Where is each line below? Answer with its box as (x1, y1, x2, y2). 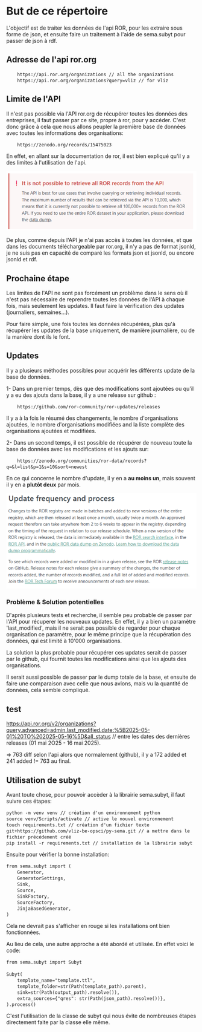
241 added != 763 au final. (6, 757, 71, 765)
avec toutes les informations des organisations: (6, 129, 124, 137)
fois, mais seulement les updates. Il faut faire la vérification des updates (6, 302, 185, 309)
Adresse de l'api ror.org (6, 54, 96, 65)
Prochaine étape (6, 273, 69, 284)
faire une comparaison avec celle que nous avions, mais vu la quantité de (6, 680, 189, 687)
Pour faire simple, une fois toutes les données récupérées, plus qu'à (6, 320, 176, 327)
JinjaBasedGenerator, (17, 906, 71, 912)
